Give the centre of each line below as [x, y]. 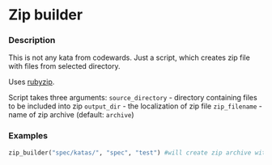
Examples [28, 136]
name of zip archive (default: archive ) [72, 115]
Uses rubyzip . [32, 82]
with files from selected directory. [64, 66]
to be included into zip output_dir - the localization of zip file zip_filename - [136, 106]
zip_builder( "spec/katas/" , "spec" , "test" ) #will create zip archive [130, 152]
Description [32, 40]
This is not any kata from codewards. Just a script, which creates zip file [130, 57]
